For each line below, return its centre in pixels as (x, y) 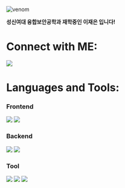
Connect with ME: (52, 47)
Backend (20, 136)
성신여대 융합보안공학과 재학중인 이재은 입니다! (61, 22)
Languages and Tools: (63, 88)
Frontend (20, 107)
